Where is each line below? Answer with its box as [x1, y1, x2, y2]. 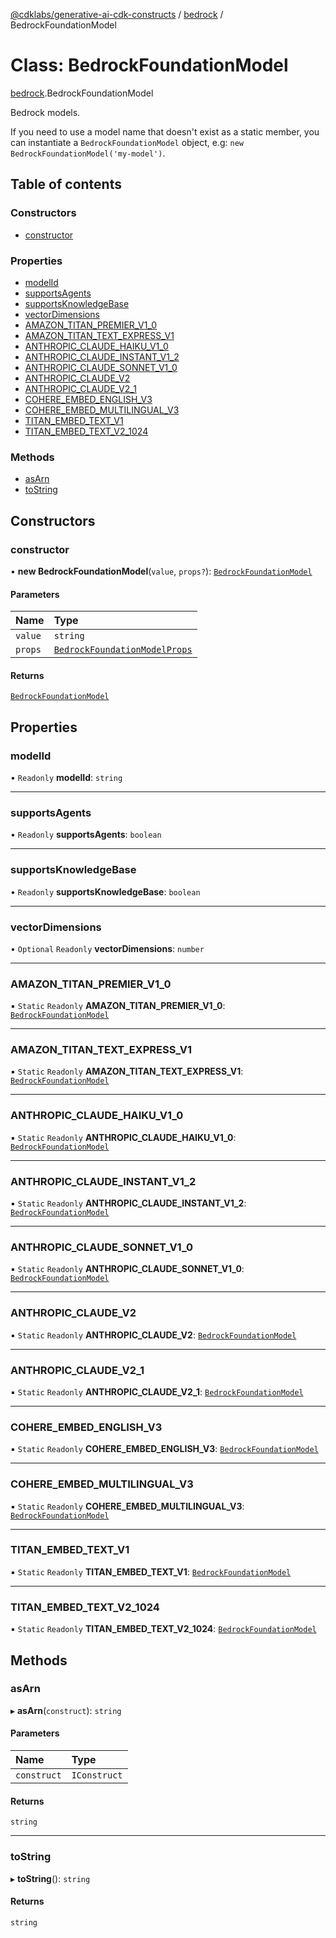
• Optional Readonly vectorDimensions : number [10, 942, 205, 954]
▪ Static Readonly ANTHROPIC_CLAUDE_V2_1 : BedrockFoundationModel [10, 1385, 304, 1398]
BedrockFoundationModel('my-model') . [10, 147, 166, 159]
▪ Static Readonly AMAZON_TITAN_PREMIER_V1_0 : [10, 1000, 226, 1012]
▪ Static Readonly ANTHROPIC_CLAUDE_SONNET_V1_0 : [10, 1263, 245, 1275]
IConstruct [71, 1770, 123, 1781]
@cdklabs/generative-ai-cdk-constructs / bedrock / [10, 9, 224, 20]
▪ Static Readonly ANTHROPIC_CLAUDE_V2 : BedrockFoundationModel [10, 1329, 297, 1341]
